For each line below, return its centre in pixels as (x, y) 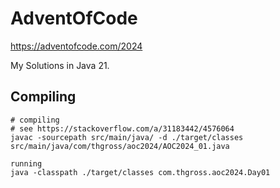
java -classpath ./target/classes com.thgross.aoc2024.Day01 (140, 172)
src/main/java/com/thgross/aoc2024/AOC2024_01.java (120, 146)
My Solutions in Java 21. (60, 65)
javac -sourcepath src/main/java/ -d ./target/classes (127, 137)
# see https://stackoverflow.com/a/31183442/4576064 (122, 128)
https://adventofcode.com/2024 (76, 46)
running (26, 163)
